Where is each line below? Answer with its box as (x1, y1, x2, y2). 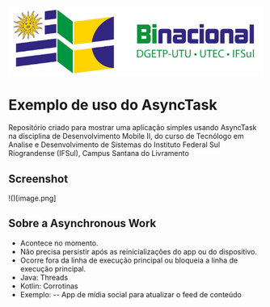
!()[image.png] (8, 193, 57, 203)
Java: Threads (19, 272, 69, 282)
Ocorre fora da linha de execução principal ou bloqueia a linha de (19, 255, 238, 265)
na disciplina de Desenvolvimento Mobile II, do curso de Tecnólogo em (8, 132, 244, 141)
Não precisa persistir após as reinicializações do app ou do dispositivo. (19, 246, 257, 256)
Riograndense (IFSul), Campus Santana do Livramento (8, 149, 190, 158)
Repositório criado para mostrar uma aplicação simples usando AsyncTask (8, 123, 257, 132)
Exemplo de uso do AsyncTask (8, 96, 217, 115)
